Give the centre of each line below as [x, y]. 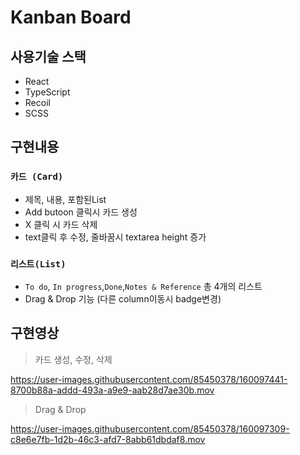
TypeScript [47, 92]
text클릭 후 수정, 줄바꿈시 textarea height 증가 [115, 237]
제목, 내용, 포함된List [65, 199]
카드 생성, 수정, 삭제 [73, 359]
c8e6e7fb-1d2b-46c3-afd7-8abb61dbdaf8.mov [108, 439]
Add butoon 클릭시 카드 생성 [81, 212]
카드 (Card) [37, 177]
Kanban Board [71, 17]
